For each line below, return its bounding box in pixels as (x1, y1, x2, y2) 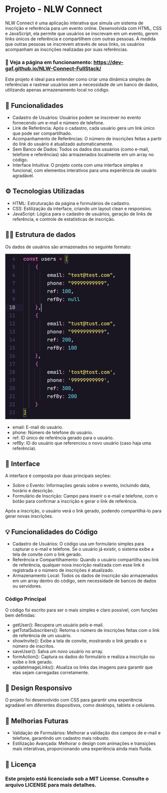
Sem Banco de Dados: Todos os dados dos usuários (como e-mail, (12, 146, 149, 152)
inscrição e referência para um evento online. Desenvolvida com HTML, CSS (5, 25, 162, 31)
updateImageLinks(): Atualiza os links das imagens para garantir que (12, 664, 153, 670)
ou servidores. (12, 583, 42, 589)
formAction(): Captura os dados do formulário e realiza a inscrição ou (12, 653, 155, 660)
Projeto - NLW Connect (5, 3, 102, 15)
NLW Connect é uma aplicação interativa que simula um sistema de (5, 20, 144, 26)
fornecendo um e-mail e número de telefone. (12, 120, 105, 126)
